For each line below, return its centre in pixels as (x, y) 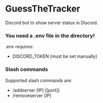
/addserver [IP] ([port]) (36, 90)
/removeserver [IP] (32, 95)
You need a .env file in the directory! (50, 36)
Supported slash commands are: (39, 80)
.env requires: (19, 47)
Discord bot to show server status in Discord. (52, 23)
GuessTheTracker (43, 9)
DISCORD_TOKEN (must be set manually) (55, 56)
